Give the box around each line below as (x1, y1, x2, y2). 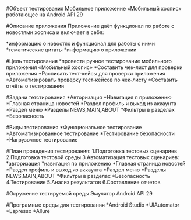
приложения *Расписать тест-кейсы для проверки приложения (6, 70, 165, 77)
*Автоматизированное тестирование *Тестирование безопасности (6, 130, 175, 137)
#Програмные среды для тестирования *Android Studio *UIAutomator (6, 201, 180, 208)
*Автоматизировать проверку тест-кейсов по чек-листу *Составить (6, 76, 178, 83)
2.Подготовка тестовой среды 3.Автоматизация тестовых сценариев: (6, 154, 179, 160)
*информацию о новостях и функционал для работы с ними (6, 40, 155, 47)
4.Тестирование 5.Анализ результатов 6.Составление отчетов (6, 178, 161, 185)
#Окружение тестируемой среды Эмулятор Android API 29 (6, 190, 153, 197)
